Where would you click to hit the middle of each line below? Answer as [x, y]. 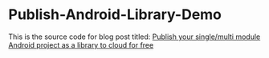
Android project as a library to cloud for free [81, 44]
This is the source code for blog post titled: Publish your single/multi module [134, 37]
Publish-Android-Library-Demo [115, 15]
